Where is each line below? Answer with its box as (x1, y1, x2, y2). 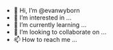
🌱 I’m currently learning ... (13, 21, 87, 28)
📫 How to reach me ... (13, 36, 77, 43)
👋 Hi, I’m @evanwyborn (13, 7, 80, 14)
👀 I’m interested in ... (13, 14, 72, 22)
